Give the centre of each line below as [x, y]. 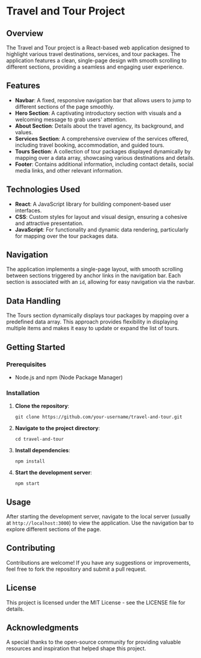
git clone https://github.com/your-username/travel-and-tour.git [98, 417]
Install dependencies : [42, 450]
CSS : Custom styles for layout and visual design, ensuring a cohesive [101, 217]
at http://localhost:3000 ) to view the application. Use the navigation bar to [100, 523]
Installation [23, 393]
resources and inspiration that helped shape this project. [76, 648]
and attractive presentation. [49, 223]
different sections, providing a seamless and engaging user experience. [95, 67]
